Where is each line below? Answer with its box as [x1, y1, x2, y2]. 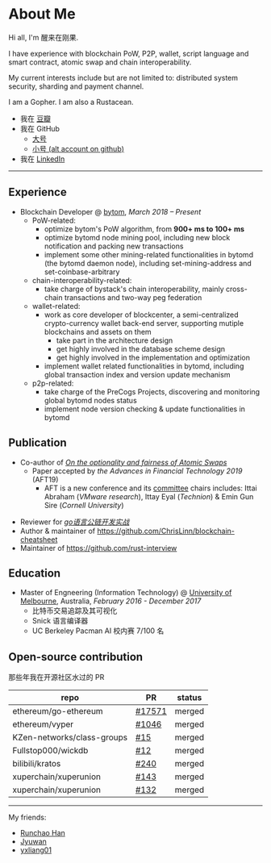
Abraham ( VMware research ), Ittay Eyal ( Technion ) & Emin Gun [44, 491, 254, 501]
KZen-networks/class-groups [12, 732, 128, 743]
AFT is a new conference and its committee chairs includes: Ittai [44, 483, 257, 493]
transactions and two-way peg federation [64, 292, 202, 302]
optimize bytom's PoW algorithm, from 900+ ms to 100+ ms [44, 223, 244, 234]
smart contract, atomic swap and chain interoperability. [8, 57, 192, 67]
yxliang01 [19, 845, 52, 855]
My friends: [8, 812, 47, 823]
